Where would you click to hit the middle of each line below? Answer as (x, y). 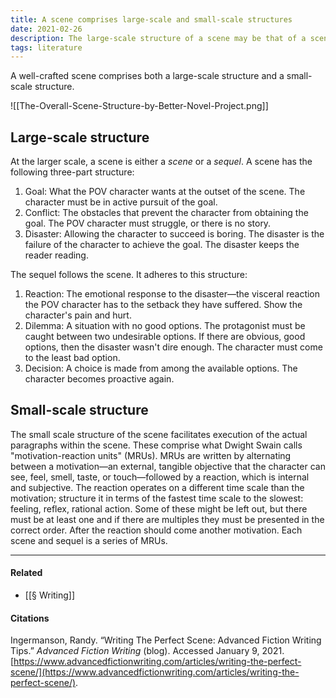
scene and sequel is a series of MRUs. (89, 540)
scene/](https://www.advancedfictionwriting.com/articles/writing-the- (155, 672)
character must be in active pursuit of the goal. (121, 202)
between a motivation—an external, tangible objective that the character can (168, 466)
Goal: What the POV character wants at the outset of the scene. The (165, 192)
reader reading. (56, 255)
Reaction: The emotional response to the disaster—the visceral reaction (172, 294)
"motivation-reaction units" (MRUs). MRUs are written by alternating (151, 455)
